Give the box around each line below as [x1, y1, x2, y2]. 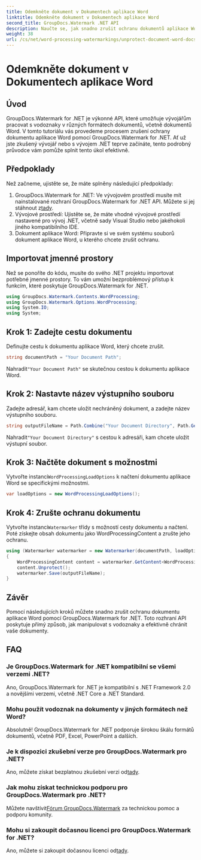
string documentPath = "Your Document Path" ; [6, 354, 121, 360]
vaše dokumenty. [6, 627, 49, 635]
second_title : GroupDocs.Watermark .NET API [6, 20, 119, 26]
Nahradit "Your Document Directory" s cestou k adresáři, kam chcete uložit [6, 434, 190, 441]
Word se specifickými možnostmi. [6, 480, 90, 487]
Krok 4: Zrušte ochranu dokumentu [6, 507, 141, 518]
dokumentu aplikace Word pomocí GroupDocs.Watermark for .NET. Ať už [6, 134, 187, 141]
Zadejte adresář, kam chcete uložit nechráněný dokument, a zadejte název [6, 405, 190, 412]
